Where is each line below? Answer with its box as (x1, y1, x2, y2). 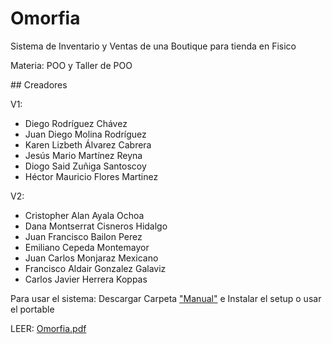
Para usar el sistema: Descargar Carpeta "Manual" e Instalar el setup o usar (10, 292, 322, 304)
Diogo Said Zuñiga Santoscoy (24, 160, 147, 172)
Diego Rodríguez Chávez (24, 117, 128, 129)
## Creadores (10, 78, 68, 91)
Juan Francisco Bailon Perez (24, 230, 143, 242)
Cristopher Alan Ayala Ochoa (24, 209, 145, 221)
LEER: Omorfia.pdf (10, 322, 87, 334)
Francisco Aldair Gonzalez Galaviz (24, 262, 167, 274)
